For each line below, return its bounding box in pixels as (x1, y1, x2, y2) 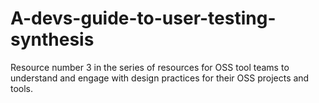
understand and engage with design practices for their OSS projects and (10, 72, 310, 84)
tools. (10, 82, 34, 94)
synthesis (10, 28, 95, 51)
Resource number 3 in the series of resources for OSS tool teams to (10, 61, 290, 73)
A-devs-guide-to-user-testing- (10, 7, 277, 30)
